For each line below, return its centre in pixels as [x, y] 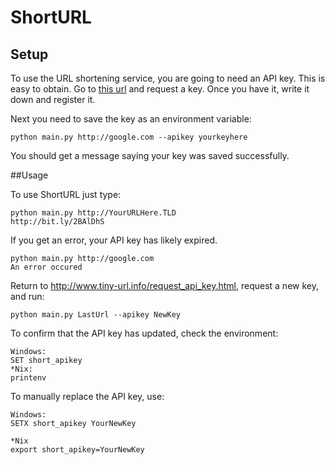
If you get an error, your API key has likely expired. [114, 240]
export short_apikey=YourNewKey [77, 450]
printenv [28, 378]
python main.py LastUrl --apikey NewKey [96, 315]
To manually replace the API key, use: [87, 396]
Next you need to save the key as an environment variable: [131, 119]
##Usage [29, 175]
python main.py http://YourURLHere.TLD [93, 213]
